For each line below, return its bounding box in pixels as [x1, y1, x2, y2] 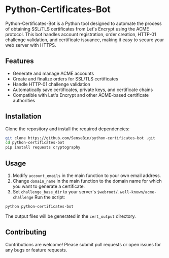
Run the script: [35, 194, 65, 200]
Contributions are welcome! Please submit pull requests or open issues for [5, 241, 161, 247]
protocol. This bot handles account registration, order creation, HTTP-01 [5, 31, 156, 37]
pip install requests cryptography [5, 145, 81, 150]
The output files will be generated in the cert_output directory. [5, 213, 136, 219]
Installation [5, 112, 42, 121]
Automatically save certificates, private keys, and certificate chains [12, 87, 153, 93]
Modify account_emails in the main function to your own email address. [12, 173, 161, 179]
